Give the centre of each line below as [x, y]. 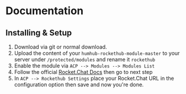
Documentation [45, 11]
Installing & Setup [39, 33]
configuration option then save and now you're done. [79, 85]
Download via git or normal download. [60, 47]
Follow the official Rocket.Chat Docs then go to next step [83, 72]
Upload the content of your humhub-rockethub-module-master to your [97, 53]
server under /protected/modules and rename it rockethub [84, 59]
